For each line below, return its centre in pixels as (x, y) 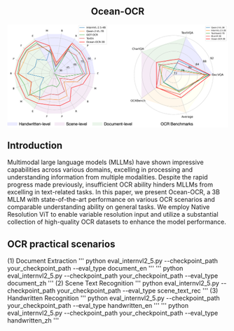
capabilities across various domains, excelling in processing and (100, 170)
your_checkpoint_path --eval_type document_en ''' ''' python (95, 269)
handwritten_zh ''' (33, 320)
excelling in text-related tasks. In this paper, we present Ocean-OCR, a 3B (114, 192)
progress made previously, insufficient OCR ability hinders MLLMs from (110, 184)
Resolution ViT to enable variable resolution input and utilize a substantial (113, 215)
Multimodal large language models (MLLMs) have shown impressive (106, 162)
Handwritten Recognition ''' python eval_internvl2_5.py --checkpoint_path (114, 298)
